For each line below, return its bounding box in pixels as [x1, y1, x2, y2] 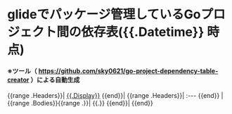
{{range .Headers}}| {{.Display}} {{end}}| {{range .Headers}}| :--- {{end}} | [7, 91, 224, 100]
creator [7, 75, 30, 84]
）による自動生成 [30, 75, 80, 84]
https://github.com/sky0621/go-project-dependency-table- [38, 66, 219, 75]
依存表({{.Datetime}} [81, 24, 205, 40]
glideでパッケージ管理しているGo [7, 6, 201, 23]
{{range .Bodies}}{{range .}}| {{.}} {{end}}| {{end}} [7, 99, 153, 108]
